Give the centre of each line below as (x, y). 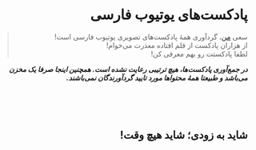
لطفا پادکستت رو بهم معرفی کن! (199, 53)
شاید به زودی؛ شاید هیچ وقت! (184, 135)
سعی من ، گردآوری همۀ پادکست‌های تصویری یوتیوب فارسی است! (151, 37)
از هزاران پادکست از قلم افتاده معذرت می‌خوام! (177, 45)
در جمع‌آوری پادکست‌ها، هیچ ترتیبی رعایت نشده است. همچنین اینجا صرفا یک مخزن (128, 69)
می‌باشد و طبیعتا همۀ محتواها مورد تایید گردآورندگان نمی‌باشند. (157, 77)
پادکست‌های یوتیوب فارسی (169, 15)
